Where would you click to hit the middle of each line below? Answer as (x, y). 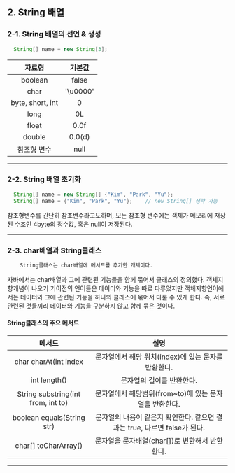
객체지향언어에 (204, 288)
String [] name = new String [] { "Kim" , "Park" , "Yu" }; (93, 195)
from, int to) (49, 402)
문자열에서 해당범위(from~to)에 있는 (151, 393)
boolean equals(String (49, 417)
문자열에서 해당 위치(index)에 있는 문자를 (159, 357)
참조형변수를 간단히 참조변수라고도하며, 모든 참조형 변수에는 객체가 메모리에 (110, 215)
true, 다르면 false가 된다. (166, 428)
